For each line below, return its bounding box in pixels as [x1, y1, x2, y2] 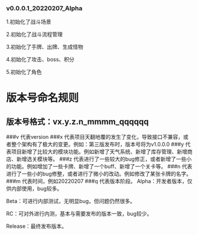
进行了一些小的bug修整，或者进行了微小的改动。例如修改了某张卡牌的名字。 [6, 170, 192, 178]
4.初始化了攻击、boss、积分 [6, 56, 75, 63]
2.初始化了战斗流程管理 [6, 31, 63, 38]
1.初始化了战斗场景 [6, 18, 51, 25]
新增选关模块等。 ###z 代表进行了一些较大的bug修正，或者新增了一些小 [16, 155, 192, 163]
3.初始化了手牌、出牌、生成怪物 [6, 43, 84, 51]
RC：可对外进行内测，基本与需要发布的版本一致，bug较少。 [6, 210, 152, 217]
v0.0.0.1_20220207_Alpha [6, 4, 83, 12]
